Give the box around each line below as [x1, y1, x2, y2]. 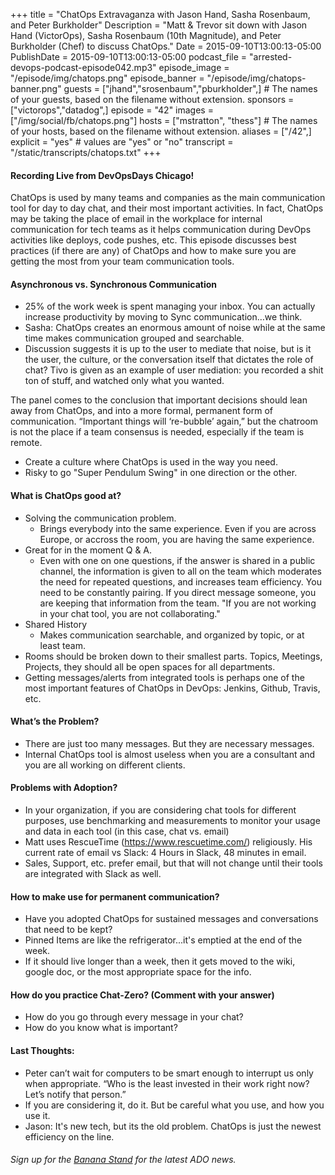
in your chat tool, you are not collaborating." [39, 607, 221, 619]
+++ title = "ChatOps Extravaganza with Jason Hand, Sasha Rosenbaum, [10, 9, 311, 20]
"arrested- [249, 51, 293, 63]
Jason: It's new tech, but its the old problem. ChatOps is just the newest [24, 1120, 322, 1132]
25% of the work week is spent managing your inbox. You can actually [24, 300, 316, 313]
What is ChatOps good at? [10, 490, 122, 501]
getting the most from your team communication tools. [10, 255, 235, 268]
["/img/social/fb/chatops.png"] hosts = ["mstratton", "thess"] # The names [10, 115, 318, 126]
